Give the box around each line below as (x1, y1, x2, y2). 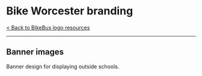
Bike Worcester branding (6, 4, 133, 18)
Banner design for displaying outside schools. (6, 63, 120, 70)
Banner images (6, 47, 64, 57)
